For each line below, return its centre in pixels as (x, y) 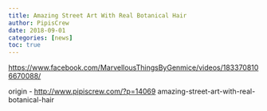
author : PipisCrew (39, 23)
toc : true (25, 45)
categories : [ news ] (41, 38)
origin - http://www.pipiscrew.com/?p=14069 (82, 91)
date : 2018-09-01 (37, 30)
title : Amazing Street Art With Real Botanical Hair (98, 15)
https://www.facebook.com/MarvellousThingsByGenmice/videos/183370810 (133, 67)
